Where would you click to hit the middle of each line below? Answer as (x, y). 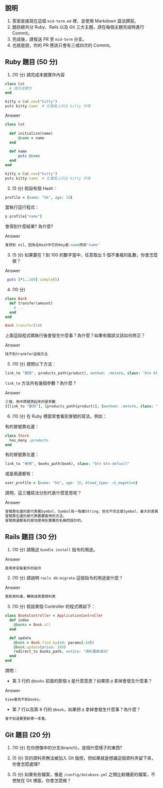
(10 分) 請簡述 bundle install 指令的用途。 (55, 549)
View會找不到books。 (24, 700)
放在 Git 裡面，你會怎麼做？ (44, 780)
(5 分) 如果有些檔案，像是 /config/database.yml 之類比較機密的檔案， (81, 774)
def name (18, 152)
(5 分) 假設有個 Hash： (35, 188)
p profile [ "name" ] (24, 217)
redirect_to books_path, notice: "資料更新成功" (62, 652)
